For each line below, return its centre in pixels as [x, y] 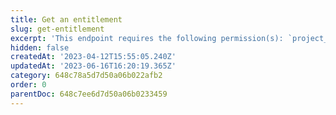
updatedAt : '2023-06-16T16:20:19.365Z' [93, 66]
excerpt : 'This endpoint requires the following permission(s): [147, 38]
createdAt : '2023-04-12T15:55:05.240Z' [93, 57]
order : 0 [28, 85]
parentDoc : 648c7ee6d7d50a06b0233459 [89, 94]
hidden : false [40, 47]
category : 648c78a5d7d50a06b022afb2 [86, 76]
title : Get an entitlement [66, 19]
